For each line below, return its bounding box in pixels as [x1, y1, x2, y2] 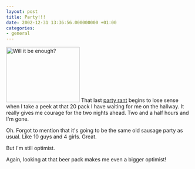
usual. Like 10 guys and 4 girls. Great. [6, 133, 97, 140]
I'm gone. [6, 115, 29, 122]
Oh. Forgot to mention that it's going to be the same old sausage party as [6, 127, 183, 134]
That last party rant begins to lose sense [80, 97, 179, 104]
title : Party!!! [6, 14, 46, 20]
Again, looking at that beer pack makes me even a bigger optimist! [6, 156, 166, 163]
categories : [6, 25, 35, 31]
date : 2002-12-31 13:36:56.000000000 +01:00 [6, 19, 117, 25]
